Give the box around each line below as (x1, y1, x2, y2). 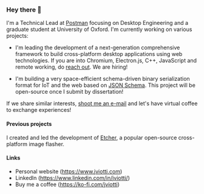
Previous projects (6, 120, 52, 127)
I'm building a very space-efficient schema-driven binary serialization (15, 75, 190, 83)
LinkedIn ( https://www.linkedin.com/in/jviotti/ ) (15, 174, 130, 181)
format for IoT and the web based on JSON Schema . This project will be (15, 81, 196, 89)
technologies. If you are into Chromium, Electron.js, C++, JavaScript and (15, 57, 197, 64)
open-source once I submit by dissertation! (15, 88, 124, 95)
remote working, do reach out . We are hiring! (15, 63, 128, 71)
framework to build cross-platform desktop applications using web (15, 50, 183, 58)
